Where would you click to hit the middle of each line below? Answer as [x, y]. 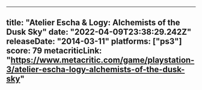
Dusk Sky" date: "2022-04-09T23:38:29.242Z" [99, 32]
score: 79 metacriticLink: [54, 51]
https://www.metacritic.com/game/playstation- [103, 60]
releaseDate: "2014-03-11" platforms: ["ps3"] [94, 42]
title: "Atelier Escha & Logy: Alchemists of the [93, 22]
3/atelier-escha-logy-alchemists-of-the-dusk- [96, 70]
